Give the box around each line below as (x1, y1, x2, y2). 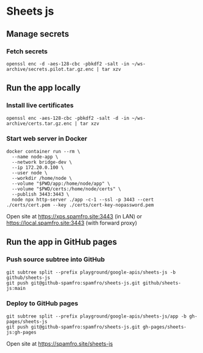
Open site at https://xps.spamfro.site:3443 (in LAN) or (6, 212, 142, 220)
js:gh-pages (6, 329, 37, 335)
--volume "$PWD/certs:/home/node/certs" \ (12, 185, 121, 192)
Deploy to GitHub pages (6, 299, 79, 308)
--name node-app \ (12, 154, 59, 160)
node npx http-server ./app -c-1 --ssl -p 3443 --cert (12, 196, 154, 203)
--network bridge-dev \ (12, 159, 72, 165)
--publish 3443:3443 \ (12, 191, 69, 197)
